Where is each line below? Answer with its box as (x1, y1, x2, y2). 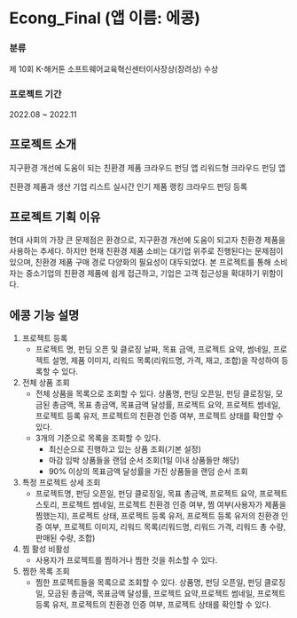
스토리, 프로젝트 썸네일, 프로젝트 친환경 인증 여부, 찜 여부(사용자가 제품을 (35, 499, 286, 511)
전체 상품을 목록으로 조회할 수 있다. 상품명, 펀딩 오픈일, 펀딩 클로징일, (35, 388, 274, 400)
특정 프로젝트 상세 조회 (21, 477, 101, 488)
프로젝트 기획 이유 (9, 210, 101, 225)
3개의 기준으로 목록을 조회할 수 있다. (35, 432, 161, 444)
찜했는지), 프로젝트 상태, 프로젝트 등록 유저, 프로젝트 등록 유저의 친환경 (35, 511, 279, 521)
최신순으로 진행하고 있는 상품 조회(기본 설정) (48, 444, 202, 455)
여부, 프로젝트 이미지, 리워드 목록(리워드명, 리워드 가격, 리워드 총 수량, (44, 521, 286, 533)
